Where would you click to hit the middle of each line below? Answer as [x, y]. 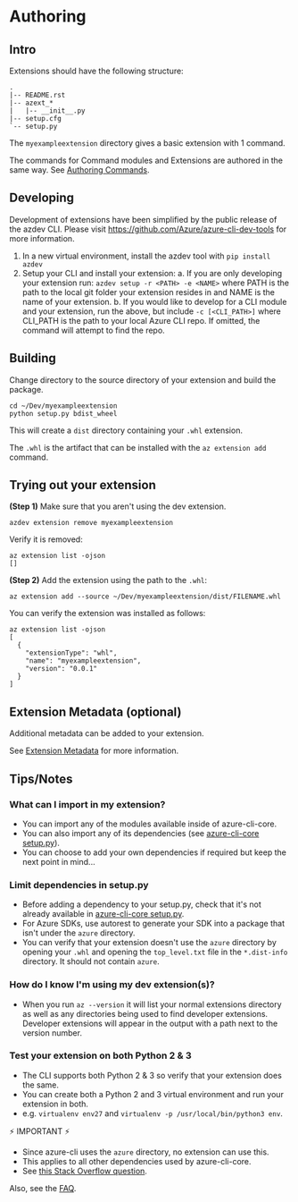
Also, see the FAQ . [43, 1188]
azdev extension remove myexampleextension [91, 523]
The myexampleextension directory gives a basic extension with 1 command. [147, 143]
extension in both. [55, 1104]
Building [33, 358]
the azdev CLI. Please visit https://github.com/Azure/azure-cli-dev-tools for [148, 229]
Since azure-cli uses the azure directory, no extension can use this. [145, 1152]
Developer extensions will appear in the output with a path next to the [150, 1023]
